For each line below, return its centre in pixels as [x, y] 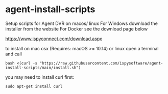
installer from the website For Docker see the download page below [77, 28]
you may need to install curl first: [40, 77]
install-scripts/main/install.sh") [43, 68]
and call [14, 54]
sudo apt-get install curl [34, 86]
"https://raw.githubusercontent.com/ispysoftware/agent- [101, 63]
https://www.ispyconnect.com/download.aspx [54, 39]
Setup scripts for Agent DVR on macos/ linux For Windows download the [82, 23]
